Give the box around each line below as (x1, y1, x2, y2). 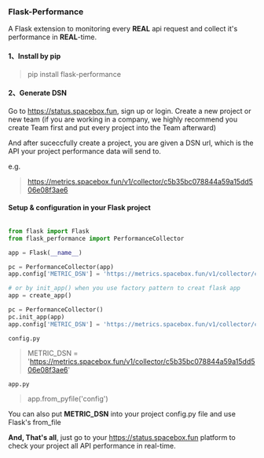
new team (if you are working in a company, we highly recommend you (8, 114, 238, 124)
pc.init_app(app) (8, 313, 65, 321)
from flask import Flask (8, 227, 90, 235)
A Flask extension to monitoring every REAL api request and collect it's (8, 24, 238, 34)
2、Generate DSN (8, 89, 67, 98)
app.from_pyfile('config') (27, 394, 108, 403)
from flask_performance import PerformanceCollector (8, 234, 185, 242)
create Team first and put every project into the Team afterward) (8, 122, 217, 132)
